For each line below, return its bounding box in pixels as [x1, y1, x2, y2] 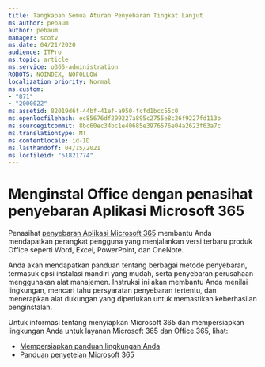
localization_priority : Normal [8, 78, 112, 85]
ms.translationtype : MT [8, 129, 87, 137]
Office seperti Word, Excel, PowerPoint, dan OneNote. [8, 245, 184, 255]
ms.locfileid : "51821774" [8, 151, 93, 159]
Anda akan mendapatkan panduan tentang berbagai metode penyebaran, [8, 260, 248, 270]
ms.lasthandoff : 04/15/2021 [8, 144, 101, 152]
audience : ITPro [8, 48, 62, 56]
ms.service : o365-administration [8, 63, 119, 71]
